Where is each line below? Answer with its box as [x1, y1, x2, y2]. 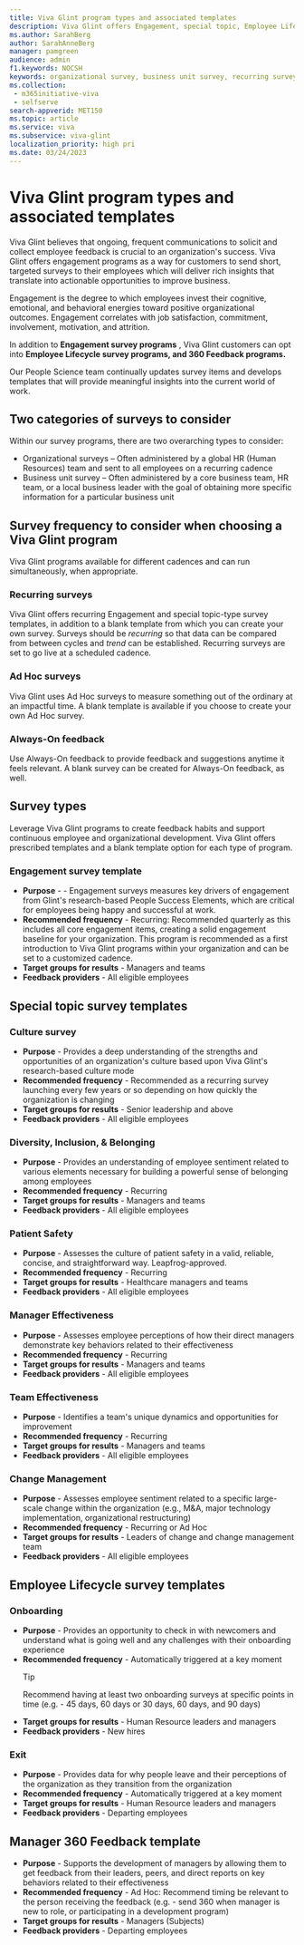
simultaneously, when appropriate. [9, 566, 138, 576]
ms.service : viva [9, 123, 75, 132]
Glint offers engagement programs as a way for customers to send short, [9, 256, 281, 266]
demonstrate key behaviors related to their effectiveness [22, 1339, 233, 1350]
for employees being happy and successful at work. [22, 905, 216, 915]
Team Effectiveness [9, 1390, 100, 1403]
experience [22, 1644, 65, 1655]
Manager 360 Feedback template [9, 1834, 202, 1849]
